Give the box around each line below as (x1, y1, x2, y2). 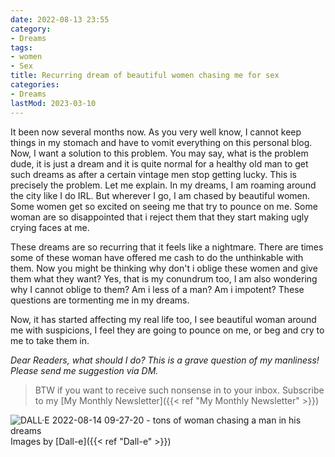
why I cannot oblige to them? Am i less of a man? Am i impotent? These (10, 283, 305, 295)
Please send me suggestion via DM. (10, 364, 159, 376)
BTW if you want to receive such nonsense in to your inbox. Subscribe (34, 384, 325, 396)
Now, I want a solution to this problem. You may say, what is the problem (10, 147, 309, 159)
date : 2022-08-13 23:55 (10, 14, 110, 25)
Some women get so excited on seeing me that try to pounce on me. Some (10, 200, 318, 212)
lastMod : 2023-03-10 (10, 98, 97, 108)
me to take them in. (10, 334, 90, 346)
